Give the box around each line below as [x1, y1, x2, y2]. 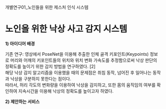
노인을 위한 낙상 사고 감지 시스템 [5, 24, 127, 35]
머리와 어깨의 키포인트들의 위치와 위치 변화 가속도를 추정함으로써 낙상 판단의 [10, 57, 158, 63]
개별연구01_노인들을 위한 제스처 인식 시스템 [5, 4, 89, 10]
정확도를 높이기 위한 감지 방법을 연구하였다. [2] [5, 63, 96, 69]
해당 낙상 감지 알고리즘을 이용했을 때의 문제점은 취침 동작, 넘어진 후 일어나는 [5, 70, 152, 75]
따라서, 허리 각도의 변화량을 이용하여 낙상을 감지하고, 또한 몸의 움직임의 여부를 [5, 82, 156, 88]
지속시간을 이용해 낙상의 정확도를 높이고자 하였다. [18, 88, 114, 94]
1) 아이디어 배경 [5, 40, 35, 46]
